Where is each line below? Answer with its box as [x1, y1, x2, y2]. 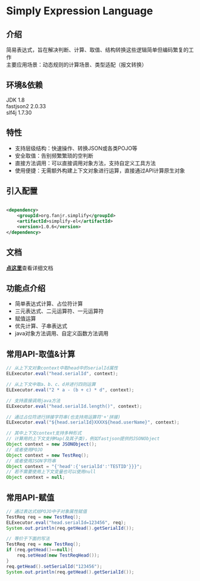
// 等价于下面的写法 [6, 536, 50, 542]
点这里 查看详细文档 [6, 264, 54, 271]
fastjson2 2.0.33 [6, 102, 46, 109]
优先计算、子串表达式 [14, 322, 67, 329]
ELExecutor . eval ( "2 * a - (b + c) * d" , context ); [6, 387, 135, 393]
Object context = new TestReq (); [6, 452, 89, 458]
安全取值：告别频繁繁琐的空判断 [14, 152, 93, 159]
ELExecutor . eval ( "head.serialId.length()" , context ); [6, 403, 143, 409]
